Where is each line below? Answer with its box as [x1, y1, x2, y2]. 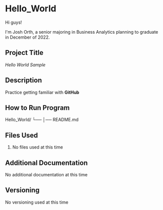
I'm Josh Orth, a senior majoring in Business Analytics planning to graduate [5, 29, 159, 35]
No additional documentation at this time [5, 172, 88, 177]
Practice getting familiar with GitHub [5, 89, 80, 95]
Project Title [5, 49, 43, 57]
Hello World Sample [5, 61, 46, 67]
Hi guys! [5, 19, 22, 25]
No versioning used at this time [5, 199, 69, 205]
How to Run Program [5, 104, 70, 112]
